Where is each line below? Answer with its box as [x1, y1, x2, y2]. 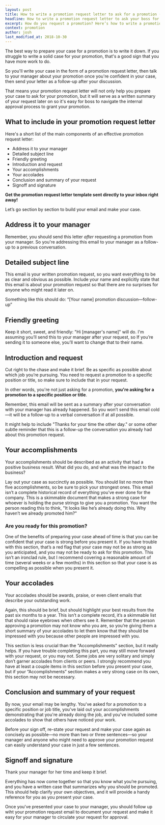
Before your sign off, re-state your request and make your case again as [5, 726, 151, 732]
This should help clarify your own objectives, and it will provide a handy [5, 789, 150, 795]
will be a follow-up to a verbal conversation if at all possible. [13, 412, 135, 417]
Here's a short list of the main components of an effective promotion [5, 131, 144, 137]
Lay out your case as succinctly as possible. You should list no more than [5, 479, 153, 485]
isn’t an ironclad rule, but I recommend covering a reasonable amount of [5, 554, 151, 560]
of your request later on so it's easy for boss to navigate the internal [5, 98, 142, 104]
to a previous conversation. [11, 244, 67, 250]
